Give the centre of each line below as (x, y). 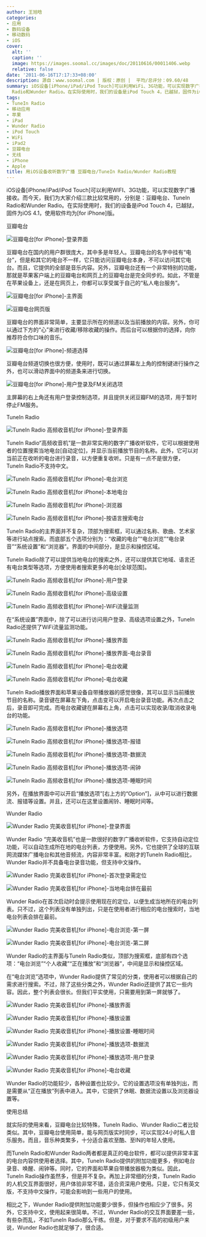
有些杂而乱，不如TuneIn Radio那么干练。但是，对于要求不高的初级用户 (95, 1220)
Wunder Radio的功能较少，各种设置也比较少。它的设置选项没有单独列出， (100, 1084)
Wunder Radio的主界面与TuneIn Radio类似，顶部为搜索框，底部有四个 (94, 956)
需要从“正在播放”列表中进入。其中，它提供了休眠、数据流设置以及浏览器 (103, 1091)
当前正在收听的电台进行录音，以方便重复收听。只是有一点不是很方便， (95, 459)
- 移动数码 (18, 35)
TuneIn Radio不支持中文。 (39, 466)
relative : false (32, 69)
